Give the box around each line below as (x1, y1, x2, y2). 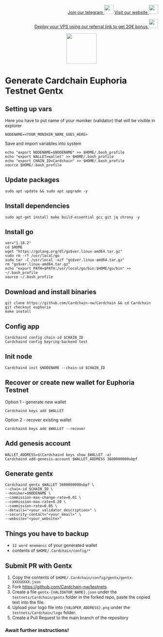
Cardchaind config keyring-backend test (5, 339, 88, 344)
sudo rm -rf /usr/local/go (5, 254, 60, 258)
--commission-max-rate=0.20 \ (5, 499, 66, 504)
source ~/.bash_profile (5, 274, 53, 280)
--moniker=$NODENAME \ (5, 491, 51, 496)
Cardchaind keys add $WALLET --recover (5, 426, 86, 431)
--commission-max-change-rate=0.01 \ (5, 495, 81, 500)
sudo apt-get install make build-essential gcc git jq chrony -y (5, 215, 140, 220)
